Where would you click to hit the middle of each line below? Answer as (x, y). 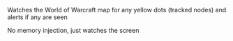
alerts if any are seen (37, 17)
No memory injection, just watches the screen (73, 30)
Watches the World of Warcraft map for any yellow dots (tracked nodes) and (117, 10)
